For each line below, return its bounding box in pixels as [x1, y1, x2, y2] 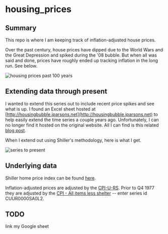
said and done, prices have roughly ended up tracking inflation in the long [5, 57, 158, 64]
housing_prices [5, 4, 72, 15]
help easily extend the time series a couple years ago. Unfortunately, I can [5, 116, 159, 123]
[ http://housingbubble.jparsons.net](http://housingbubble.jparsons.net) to [5, 111, 158, 117]
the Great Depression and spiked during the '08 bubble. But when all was [5, 52, 157, 58]
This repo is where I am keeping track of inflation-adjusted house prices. [5, 37, 156, 43]
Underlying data [5, 161, 57, 170]
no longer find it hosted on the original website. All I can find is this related [5, 122, 159, 128]
